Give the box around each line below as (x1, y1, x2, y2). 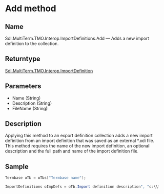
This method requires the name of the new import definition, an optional (5, 143, 150, 149)
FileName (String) (12, 105, 48, 111)
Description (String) (12, 100, 52, 106)
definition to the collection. (5, 41, 59, 47)
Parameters (5, 82, 41, 91)
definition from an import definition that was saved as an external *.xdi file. (5, 138, 155, 144)
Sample (5, 162, 29, 170)
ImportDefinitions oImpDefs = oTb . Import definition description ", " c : (5, 184, 154, 189)
